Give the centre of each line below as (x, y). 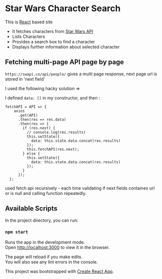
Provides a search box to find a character (54, 41)
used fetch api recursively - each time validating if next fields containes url (80, 188)
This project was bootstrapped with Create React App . (60, 271)
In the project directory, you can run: (42, 220)
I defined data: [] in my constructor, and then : (53, 98)
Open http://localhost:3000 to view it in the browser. (57, 247)
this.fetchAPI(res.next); (53, 149)
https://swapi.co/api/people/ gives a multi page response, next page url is (81, 74)
